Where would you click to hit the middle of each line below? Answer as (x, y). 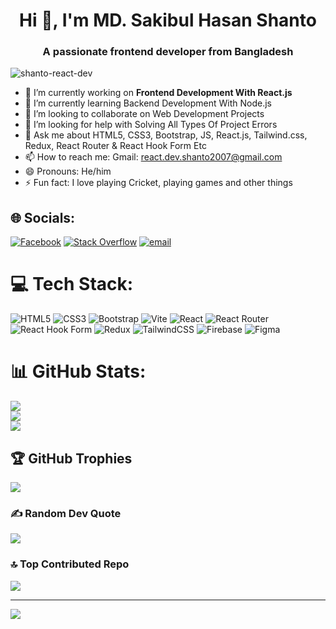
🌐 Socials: (43, 217)
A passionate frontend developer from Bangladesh (168, 52)
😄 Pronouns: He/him (68, 171)
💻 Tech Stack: (72, 284)
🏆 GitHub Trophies (71, 458)
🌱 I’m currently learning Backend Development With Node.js (148, 103)
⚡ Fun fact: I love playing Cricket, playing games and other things (158, 183)
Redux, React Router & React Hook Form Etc (115, 146)
